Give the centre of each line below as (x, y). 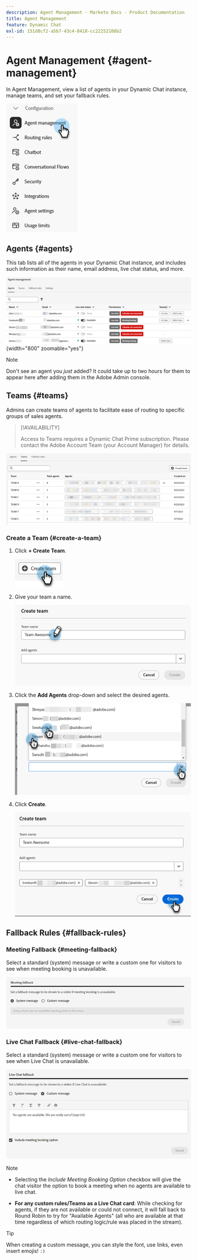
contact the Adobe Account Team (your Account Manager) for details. (105, 445)
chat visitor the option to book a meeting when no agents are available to (103, 1186)
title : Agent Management (36, 18)
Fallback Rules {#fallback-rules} (66, 933)
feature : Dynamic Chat (34, 25)
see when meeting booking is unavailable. (57, 969)
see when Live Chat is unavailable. (48, 1061)
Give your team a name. (43, 597)
